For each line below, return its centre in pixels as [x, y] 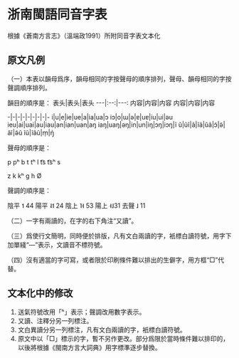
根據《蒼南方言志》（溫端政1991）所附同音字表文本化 [84, 36]
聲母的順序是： [29, 147]
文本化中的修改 [40, 294]
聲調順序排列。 [29, 88]
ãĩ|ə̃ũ [15, 132]
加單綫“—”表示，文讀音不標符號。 [57, 244]
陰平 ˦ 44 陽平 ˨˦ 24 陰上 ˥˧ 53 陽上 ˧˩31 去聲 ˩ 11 [76, 205]
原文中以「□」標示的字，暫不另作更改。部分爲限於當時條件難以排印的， [123, 338]
